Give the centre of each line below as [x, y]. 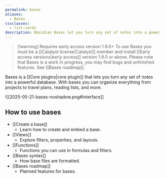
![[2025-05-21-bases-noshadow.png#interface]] [55, 97]
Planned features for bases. [48, 171]
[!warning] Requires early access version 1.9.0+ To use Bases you [84, 46]
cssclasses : [17, 23]
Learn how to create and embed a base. [60, 129]
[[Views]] [22, 134]
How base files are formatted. [50, 161]
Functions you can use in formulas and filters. [66, 150]
